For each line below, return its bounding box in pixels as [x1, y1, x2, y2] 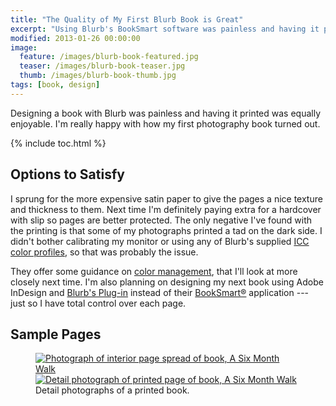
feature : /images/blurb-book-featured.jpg [19, 52, 199, 62]
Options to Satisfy [10, 166, 125, 183]
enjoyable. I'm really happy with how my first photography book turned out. [10, 117, 321, 130]
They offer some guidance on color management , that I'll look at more [10, 265, 298, 277]
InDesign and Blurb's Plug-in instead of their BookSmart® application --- [10, 286, 310, 298]
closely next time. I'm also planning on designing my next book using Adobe [10, 276, 324, 288]
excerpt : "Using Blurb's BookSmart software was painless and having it [10, 24, 320, 34]
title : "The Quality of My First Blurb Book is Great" [10, 14, 244, 25]
